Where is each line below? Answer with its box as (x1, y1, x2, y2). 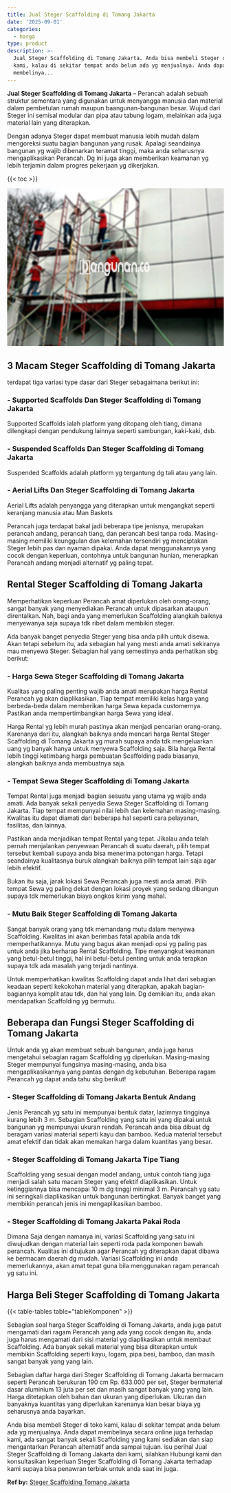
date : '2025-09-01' (7, 18, 63, 26)
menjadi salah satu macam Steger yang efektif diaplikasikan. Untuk (7, 1177, 197, 1185)
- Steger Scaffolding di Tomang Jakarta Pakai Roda (7, 1216, 181, 1226)
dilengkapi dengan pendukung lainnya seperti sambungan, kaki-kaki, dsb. (7, 427, 217, 435)
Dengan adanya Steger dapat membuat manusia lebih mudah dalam (7, 132, 199, 140)
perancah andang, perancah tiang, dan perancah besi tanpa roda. (7, 529, 194, 537)
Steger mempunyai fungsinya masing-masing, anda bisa (7, 1061, 167, 1069)
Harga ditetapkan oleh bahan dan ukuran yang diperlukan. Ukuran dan (7, 1393, 206, 1401)
